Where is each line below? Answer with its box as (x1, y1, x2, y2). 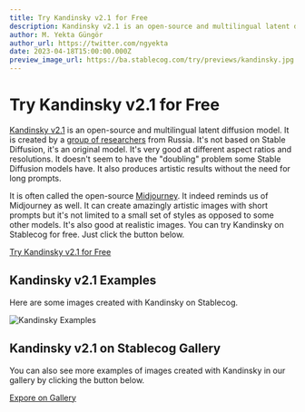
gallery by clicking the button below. (9, 374, 145, 386)
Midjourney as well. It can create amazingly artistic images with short (9, 200, 269, 211)
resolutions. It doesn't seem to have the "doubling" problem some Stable (9, 153, 281, 164)
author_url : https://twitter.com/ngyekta (9, 38, 169, 48)
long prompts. (9, 172, 62, 183)
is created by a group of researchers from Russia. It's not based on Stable (9, 133, 286, 145)
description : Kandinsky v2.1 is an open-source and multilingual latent (9, 22, 290, 31)
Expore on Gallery (9, 392, 77, 403)
